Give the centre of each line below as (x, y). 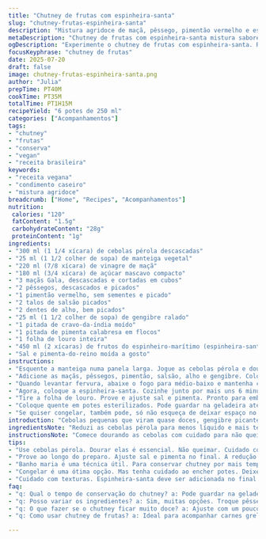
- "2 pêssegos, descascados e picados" (74, 288)
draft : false (30, 67)
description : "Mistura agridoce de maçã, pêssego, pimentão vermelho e (129, 30)
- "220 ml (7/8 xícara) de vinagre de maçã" (83, 266)
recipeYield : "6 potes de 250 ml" (65, 112)
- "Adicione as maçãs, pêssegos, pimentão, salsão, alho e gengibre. (125, 376)
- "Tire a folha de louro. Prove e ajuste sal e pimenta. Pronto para (127, 398)
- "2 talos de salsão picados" (60, 302)
